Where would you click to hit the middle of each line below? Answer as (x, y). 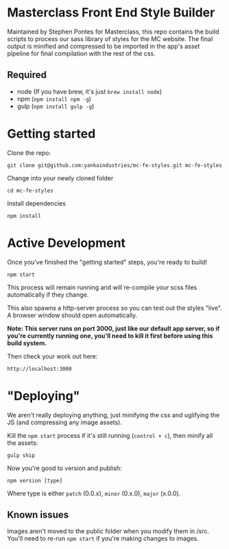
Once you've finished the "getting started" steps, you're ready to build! (107, 262)
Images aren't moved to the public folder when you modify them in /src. (108, 531)
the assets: (23, 443)
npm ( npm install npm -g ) (54, 99)
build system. (27, 343)
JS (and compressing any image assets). (64, 422)
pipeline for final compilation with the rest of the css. (81, 53)
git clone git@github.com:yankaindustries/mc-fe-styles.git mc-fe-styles (115, 165)
